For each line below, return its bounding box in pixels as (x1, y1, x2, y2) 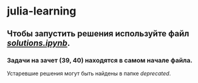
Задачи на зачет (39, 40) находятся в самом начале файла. (7, 56, 193, 64)
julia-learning (7, 4, 77, 18)
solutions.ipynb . (7, 38, 70, 48)
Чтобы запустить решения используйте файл (7, 28, 189, 39)
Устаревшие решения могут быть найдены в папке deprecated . (7, 70, 171, 77)
